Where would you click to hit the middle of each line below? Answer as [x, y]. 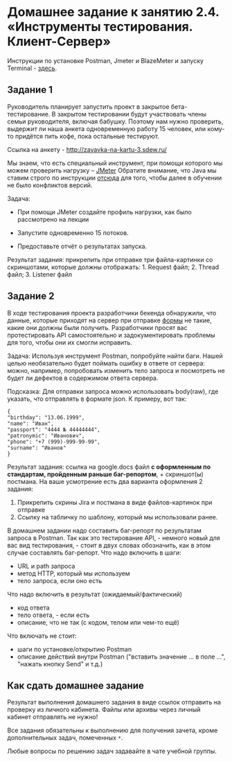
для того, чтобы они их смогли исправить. [70, 342]
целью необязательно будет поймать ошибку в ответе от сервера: [106, 363]
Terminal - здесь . [32, 68]
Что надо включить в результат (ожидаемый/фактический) [95, 594]
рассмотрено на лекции [53, 219]
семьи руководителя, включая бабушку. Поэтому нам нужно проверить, [115, 121]
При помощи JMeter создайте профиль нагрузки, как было [104, 211]
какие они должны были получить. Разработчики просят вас [97, 327]
